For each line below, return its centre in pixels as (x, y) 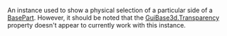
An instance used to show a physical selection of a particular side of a (110, 10)
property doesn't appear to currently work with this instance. (97, 25)
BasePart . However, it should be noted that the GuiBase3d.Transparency (114, 18)
